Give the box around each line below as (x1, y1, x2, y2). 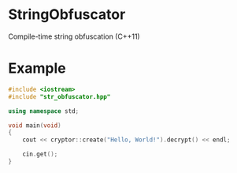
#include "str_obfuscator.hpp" (8, 92, 111, 100)
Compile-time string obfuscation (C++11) (8, 32, 140, 41)
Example (8, 59, 66, 77)
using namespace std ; (8, 107, 80, 115)
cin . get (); (22, 150, 58, 159)
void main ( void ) (8, 121, 61, 130)
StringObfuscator (8, 6, 126, 24)
